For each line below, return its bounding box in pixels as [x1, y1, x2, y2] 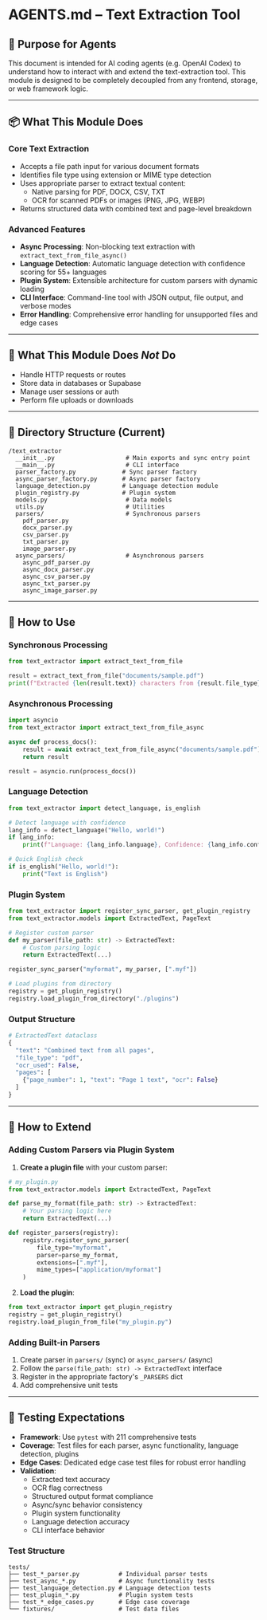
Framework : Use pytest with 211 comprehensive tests [19, 1432, 197, 1441]
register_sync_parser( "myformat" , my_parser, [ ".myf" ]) [8, 965, 197, 973]
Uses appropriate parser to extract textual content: [19, 178, 187, 188]
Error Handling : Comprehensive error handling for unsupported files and [19, 309, 258, 319]
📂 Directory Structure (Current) [8, 426, 165, 439]
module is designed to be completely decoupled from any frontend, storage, [8, 76, 258, 85]
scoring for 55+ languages [19, 267, 107, 277]
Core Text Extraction [8, 144, 90, 155]
